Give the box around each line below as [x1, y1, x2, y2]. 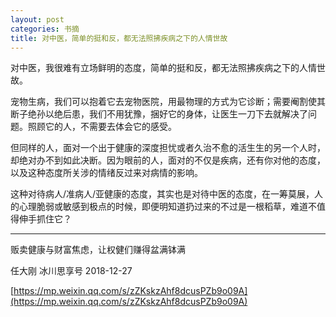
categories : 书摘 [10, 24, 80, 34]
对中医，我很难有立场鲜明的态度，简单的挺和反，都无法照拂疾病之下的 [10, 62, 300, 74]
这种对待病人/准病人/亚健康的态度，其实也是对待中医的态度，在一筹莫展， [10, 188, 315, 200]
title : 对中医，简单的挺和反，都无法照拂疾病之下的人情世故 [10, 33, 228, 43]
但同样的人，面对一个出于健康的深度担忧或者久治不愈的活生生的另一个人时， [10, 142, 326, 154]
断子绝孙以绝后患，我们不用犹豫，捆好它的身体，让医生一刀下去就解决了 [10, 108, 308, 120]
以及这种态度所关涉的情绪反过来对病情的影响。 [10, 167, 203, 179]
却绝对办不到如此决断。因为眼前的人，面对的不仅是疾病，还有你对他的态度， [10, 154, 326, 166]
